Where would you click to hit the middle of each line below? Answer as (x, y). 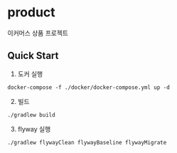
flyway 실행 (34, 129)
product (31, 12)
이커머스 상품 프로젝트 (38, 33)
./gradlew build (31, 115)
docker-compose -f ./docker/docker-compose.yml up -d (89, 87)
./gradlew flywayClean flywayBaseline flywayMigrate (87, 142)
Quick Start (33, 56)
